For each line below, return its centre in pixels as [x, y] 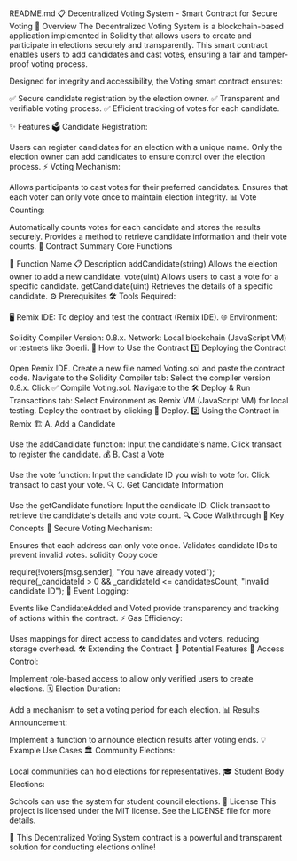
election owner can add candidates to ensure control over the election [137, 156]
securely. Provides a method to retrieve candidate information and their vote [148, 236]
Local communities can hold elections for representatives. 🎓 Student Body [147, 771]
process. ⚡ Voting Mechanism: [65, 167]
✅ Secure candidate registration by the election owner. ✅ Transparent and [145, 98]
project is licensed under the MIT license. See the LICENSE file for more [141, 811]
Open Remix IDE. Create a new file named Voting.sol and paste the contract [147, 368]
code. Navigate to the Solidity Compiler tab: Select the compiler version [140, 378]
